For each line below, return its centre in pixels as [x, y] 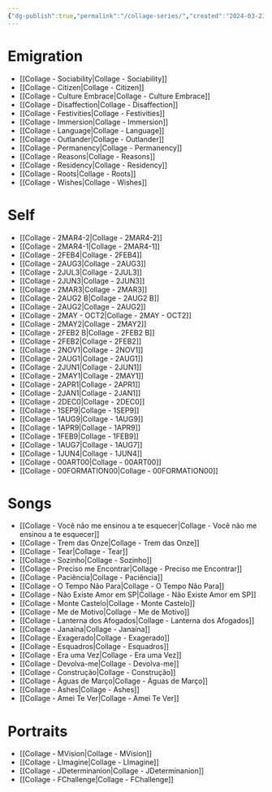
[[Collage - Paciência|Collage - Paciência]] [91, 578]
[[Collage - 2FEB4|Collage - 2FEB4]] [81, 255]
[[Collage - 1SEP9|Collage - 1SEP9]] [79, 410]
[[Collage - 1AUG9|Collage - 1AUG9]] [81, 418]
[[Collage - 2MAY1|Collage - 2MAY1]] [81, 375]
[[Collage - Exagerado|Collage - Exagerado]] [94, 638]
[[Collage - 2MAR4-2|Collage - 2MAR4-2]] [91, 237]
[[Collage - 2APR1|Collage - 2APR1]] [80, 384]
